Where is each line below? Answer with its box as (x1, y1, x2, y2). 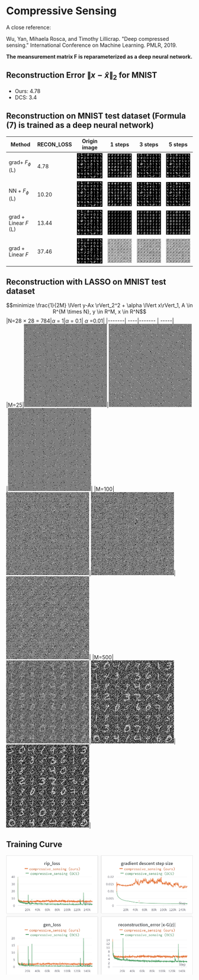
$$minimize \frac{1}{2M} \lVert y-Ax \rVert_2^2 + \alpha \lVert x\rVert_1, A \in (6, 302, 193, 309)
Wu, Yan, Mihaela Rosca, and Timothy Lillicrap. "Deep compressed (6, 35, 169, 42)
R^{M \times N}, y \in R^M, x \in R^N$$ (52, 308, 147, 315)
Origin (82, 138, 98, 145)
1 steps (110, 141, 129, 148)
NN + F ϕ (8, 187, 29, 196)
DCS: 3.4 (14, 94, 37, 101)
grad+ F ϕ (8, 159, 31, 167)
